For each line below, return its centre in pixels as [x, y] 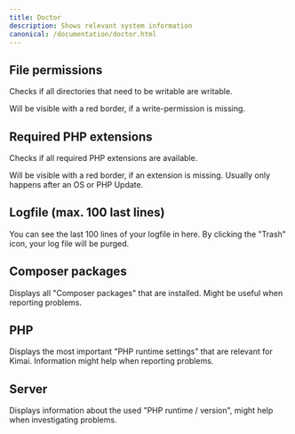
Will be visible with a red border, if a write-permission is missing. [128, 108]
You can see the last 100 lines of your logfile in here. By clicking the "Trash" [148, 234]
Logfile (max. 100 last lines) [87, 213]
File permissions [56, 70]
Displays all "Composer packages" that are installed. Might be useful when [146, 293]
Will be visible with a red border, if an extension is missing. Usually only [140, 175]
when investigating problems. [63, 420]
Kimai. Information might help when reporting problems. [112, 361]
